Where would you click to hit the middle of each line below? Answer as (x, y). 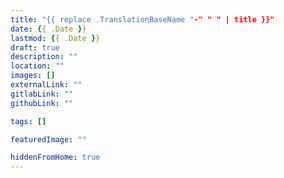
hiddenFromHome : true (55, 157)
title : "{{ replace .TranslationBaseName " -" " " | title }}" (142, 19)
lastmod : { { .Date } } (55, 38)
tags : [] (28, 121)
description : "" (44, 57)
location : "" (37, 66)
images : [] (33, 76)
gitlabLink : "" (42, 94)
